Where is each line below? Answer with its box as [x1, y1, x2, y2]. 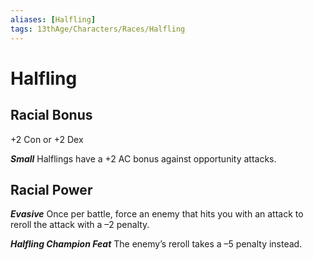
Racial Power [10, 181, 93, 198]
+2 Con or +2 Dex [10, 133, 84, 145]
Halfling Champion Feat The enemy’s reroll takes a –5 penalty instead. [10, 238, 303, 250]
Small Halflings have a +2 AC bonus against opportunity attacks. [10, 152, 277, 165]
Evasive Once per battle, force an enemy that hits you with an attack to [10, 208, 304, 220]
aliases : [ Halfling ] [10, 14, 97, 25]
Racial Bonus [10, 107, 93, 124]
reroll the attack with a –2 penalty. [10, 219, 150, 231]
